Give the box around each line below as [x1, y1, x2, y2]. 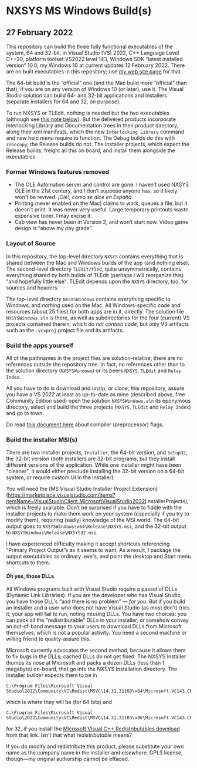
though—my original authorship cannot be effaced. [6, 756, 130, 763]
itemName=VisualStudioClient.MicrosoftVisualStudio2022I [6, 498, 147, 505]
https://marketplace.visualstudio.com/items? [8, 491, 116, 498]
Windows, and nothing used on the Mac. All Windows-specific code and [6, 301, 181, 309]
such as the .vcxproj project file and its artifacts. [6, 326, 124, 334]
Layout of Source [6, 240, 56, 248]
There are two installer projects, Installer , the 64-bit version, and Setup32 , [6, 449, 188, 456]
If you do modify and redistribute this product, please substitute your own [6, 743, 184, 750]
